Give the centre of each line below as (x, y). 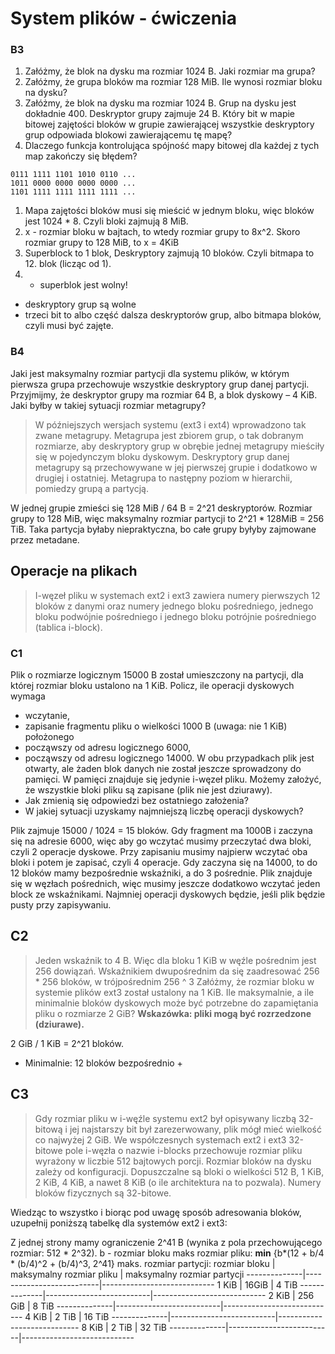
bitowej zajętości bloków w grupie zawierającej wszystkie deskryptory (169, 124)
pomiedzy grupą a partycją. (91, 488)
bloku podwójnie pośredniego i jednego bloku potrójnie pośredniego (175, 616)
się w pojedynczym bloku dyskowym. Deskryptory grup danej (162, 456)
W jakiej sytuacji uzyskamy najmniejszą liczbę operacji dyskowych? (164, 811)
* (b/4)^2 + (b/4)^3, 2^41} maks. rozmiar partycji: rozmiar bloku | (143, 1263)
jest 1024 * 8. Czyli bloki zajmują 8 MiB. (106, 221)
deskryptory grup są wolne (80, 304)
